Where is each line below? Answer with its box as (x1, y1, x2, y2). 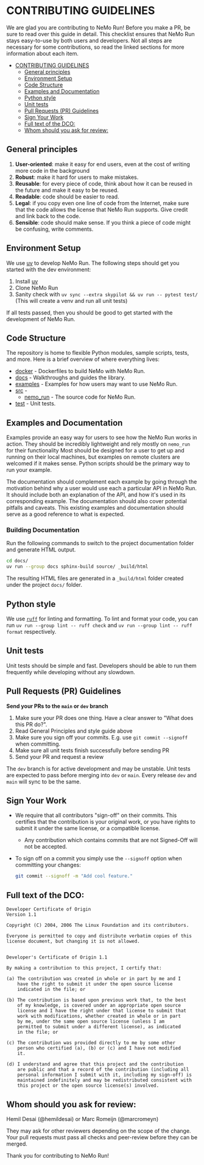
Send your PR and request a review (15, 753, 104, 760)
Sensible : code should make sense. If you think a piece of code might (15, 219, 191, 226)
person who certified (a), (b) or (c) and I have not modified (17, 1045, 181, 1051)
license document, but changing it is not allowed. (6, 938, 140, 945)
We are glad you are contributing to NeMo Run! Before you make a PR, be (6, 24, 191, 31)
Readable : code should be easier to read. (15, 193, 120, 200)
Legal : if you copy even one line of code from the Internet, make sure (15, 199, 189, 206)
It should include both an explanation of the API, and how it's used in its (6, 491, 186, 498)
